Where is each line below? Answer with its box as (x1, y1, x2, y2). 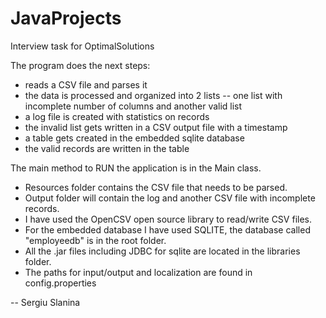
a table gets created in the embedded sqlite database (24, 132, 245, 144)
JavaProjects (10, 7, 122, 30)
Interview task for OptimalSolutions (10, 40, 155, 52)
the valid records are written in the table (24, 142, 190, 154)
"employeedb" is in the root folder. (24, 234, 167, 246)
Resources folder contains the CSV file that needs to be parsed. (24, 181, 288, 193)
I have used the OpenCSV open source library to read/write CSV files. (24, 213, 312, 225)
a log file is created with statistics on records (24, 110, 210, 122)
